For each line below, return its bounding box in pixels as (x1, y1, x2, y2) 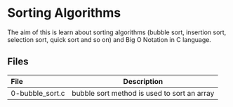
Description (123, 76, 164, 86)
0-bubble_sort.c (11, 88, 65, 98)
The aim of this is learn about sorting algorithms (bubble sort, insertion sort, (7, 28, 227, 36)
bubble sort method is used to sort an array (72, 88, 215, 98)
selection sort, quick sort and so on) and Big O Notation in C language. (7, 35, 212, 43)
